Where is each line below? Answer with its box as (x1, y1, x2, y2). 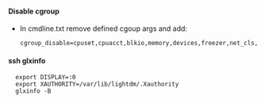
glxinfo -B (15, 87, 52, 95)
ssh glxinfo (8, 55, 46, 65)
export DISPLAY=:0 (15, 74, 77, 82)
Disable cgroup (8, 6, 60, 16)
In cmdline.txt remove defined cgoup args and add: (19, 24, 188, 33)
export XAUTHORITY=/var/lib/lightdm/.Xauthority (15, 80, 179, 89)
